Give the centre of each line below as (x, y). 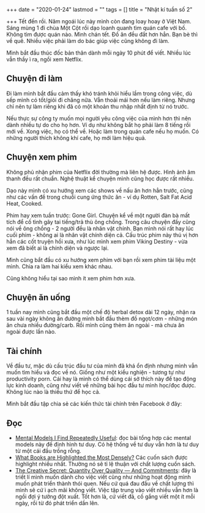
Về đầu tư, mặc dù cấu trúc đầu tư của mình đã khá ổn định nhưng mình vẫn (102, 366)
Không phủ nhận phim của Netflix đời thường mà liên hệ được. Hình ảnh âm (101, 172)
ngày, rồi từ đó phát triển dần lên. (57, 503)
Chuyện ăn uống (39, 298)
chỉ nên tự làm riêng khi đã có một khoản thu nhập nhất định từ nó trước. (98, 106)
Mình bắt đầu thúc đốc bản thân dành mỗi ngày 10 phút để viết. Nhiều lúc (99, 53)
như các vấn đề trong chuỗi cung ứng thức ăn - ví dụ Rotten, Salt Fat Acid (99, 197)
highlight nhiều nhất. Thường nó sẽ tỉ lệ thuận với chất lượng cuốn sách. (105, 464)
